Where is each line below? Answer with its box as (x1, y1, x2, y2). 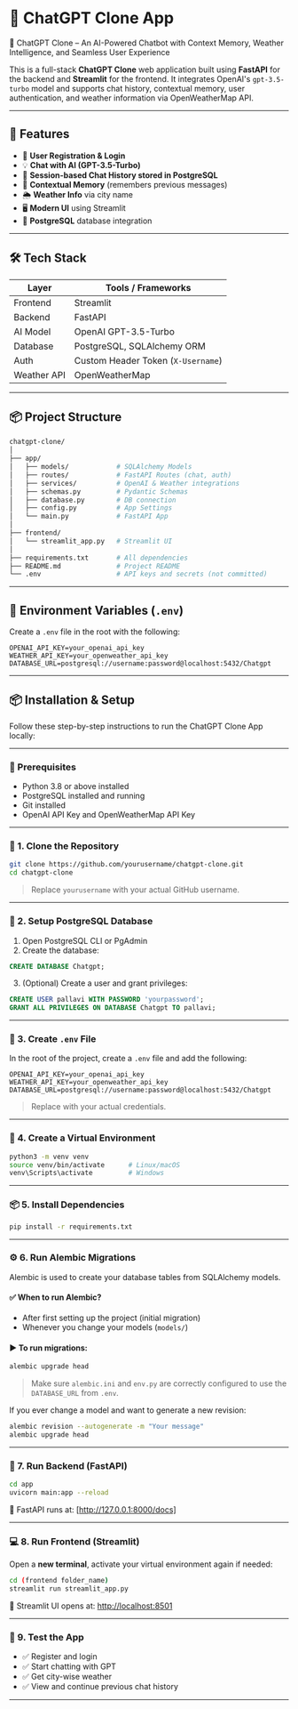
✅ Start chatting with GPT (21, 1661, 117, 1672)
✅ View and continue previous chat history (21, 1681, 179, 1692)
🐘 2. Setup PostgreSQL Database (9, 915, 153, 928)
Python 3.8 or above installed (21, 781, 129, 792)
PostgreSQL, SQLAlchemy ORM (74, 340, 207, 352)
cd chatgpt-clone (9, 868, 74, 877)
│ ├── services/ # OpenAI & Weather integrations (9, 479, 240, 488)
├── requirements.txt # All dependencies (9, 553, 189, 562)
